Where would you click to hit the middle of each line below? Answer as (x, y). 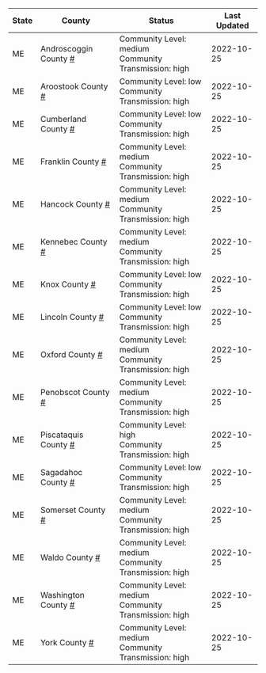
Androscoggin (66, 49)
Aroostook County (74, 86)
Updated (232, 25)
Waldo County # (70, 557)
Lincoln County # (72, 317)
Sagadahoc (61, 472)
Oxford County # (71, 354)
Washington (63, 595)
